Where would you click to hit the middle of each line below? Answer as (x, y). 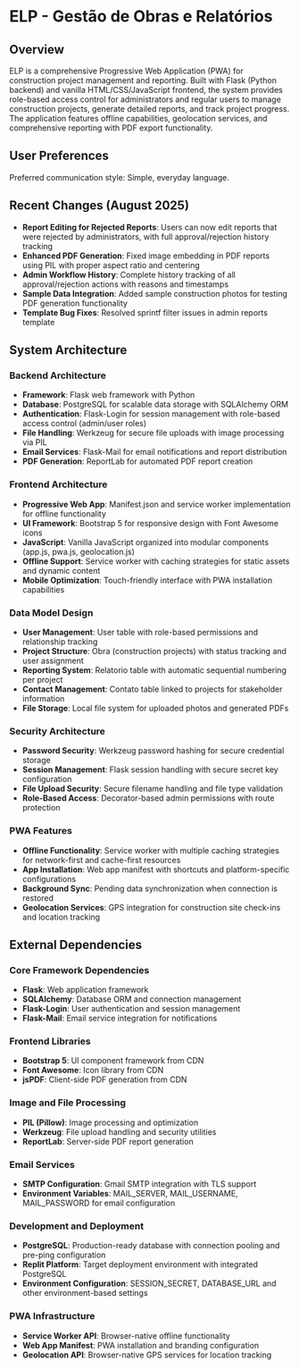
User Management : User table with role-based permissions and (140, 632)
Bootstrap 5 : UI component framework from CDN (113, 1061)
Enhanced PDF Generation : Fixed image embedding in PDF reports (146, 256)
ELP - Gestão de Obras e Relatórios (141, 17)
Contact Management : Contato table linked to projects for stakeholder (152, 689)
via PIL (34, 442)
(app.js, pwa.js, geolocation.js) (79, 551)
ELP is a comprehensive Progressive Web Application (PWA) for (126, 71)
